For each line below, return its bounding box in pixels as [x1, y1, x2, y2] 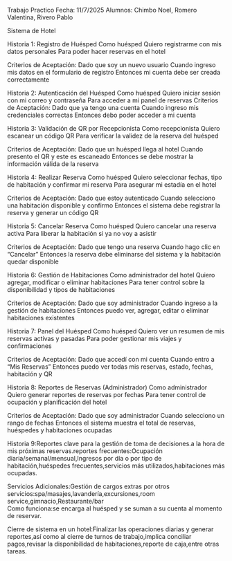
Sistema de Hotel [7, 27, 56, 35]
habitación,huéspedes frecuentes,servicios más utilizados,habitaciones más [7, 461, 225, 470]
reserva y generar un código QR [7, 209, 99, 217]
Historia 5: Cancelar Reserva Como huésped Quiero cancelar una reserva [7, 222, 217, 230]
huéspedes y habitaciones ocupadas [7, 426, 112, 434]
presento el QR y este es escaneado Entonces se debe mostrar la [7, 152, 194, 160]
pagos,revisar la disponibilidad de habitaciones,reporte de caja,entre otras [7, 540, 220, 548]
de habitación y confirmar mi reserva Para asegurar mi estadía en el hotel [7, 181, 217, 189]
